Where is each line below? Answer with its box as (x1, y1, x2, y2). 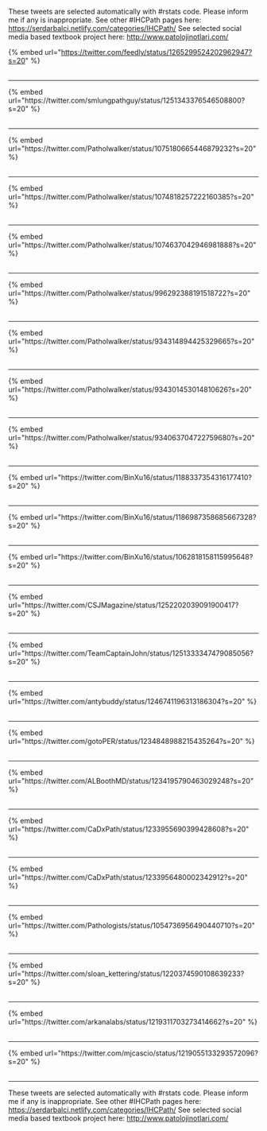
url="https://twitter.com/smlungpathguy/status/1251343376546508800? (8, 95, 246, 105)
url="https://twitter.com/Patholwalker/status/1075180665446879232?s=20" (8, 144, 257, 153)
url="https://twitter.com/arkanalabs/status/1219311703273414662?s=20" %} (8, 1017, 258, 1026)
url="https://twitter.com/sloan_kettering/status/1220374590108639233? (8, 969, 245, 978)
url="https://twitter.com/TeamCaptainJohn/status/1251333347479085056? (8, 649, 254, 658)
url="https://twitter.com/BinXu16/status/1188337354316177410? (44, 473, 253, 482)
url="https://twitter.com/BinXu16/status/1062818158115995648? (44, 552, 253, 561)
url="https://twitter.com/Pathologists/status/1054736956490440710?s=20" (8, 921, 256, 930)
